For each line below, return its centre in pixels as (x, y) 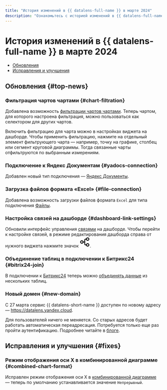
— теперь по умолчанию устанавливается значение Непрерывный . (74, 383)
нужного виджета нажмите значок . (48, 246)
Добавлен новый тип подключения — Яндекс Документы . (67, 176)
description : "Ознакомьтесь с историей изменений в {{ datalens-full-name (84, 16)
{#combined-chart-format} (39, 366)
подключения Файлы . (28, 205)
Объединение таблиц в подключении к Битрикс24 (70, 259)
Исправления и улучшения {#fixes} (63, 346)
